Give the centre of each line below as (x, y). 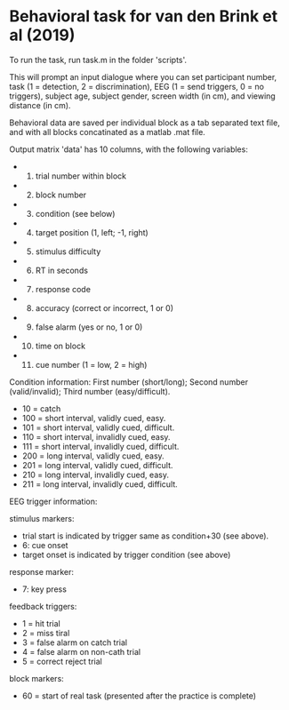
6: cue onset (45, 545)
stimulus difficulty (68, 251)
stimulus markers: (42, 518)
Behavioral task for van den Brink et (144, 16)
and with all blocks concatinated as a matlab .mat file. (108, 132)
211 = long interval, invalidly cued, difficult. (100, 484)
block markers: (36, 678)
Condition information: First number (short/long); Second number (129, 382)
